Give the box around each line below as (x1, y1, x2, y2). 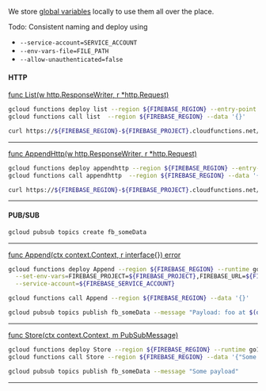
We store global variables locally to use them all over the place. (8, 7, 215, 16)
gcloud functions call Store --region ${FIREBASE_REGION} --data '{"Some (8, 353, 257, 361)
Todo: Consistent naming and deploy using (8, 22, 148, 31)
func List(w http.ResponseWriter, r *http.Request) (8, 90, 169, 100)
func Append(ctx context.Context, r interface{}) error (8, 250, 181, 259)
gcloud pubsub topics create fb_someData (8, 228, 147, 236)
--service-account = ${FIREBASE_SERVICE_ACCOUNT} (15, 280, 176, 288)
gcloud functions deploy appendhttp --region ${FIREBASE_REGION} (8, 164, 228, 172)
